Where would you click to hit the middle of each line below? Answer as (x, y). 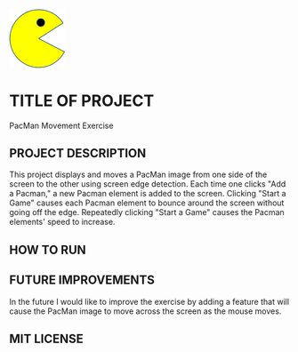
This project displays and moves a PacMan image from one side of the (138, 175)
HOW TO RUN (48, 249)
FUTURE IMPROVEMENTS (82, 280)
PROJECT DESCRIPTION (78, 153)
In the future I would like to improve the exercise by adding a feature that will (149, 301)
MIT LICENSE (47, 339)
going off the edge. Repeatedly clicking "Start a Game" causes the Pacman (147, 212)
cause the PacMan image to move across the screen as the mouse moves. (145, 311)
